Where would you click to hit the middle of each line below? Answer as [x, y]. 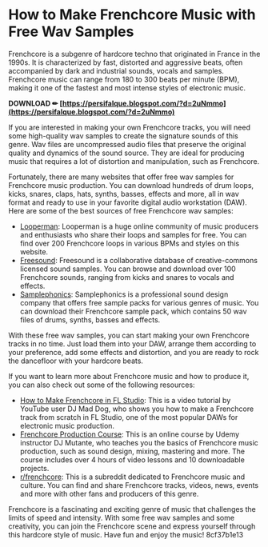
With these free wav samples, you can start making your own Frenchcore [129, 335]
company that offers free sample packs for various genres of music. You [139, 302]
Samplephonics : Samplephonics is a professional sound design [124, 294]
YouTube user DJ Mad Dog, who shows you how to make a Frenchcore [137, 409]
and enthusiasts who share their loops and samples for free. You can [133, 234]
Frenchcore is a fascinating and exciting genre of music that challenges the [132, 509]
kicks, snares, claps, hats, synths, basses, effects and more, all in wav [124, 194]
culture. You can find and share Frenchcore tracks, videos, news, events [139, 485]
